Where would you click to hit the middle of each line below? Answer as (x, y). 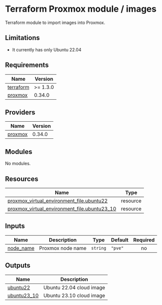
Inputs (15, 226)
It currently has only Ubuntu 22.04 (47, 49)
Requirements (27, 65)
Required (144, 240)
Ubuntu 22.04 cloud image (74, 287)
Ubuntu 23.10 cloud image (74, 295)
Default (120, 240)
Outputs (18, 266)
